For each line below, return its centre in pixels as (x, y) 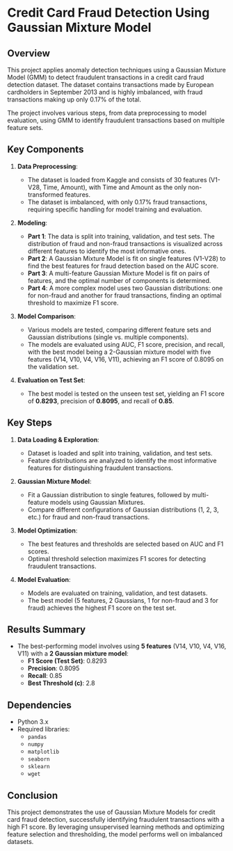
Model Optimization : (47, 530)
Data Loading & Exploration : (58, 439)
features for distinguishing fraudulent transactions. (101, 468)
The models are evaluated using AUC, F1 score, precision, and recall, (126, 344)
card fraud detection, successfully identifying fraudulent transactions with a (116, 820)
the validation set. (53, 366)
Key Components (46, 150)
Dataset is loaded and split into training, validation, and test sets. (120, 453)
